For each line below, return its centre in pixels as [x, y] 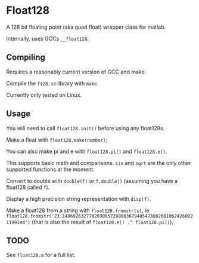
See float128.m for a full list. [41, 255]
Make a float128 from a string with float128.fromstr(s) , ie [78, 210]
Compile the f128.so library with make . [52, 83]
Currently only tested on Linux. [44, 95]
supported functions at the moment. [50, 169]
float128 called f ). [28, 187]
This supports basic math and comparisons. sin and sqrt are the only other [99, 163]
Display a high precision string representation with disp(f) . [79, 198]
